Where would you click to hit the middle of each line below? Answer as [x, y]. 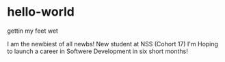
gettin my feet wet [32, 31]
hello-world [41, 12]
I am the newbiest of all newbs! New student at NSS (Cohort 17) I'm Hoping [113, 44]
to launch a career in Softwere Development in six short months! [97, 51]
